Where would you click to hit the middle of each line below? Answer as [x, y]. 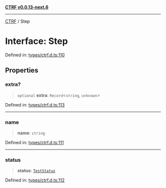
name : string [31, 133]
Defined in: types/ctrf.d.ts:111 [35, 142]
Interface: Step [37, 41]
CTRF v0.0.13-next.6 [27, 7]
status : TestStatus [36, 171]
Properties [22, 70]
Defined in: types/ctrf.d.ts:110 [35, 55]
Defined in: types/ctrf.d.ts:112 [35, 180]
